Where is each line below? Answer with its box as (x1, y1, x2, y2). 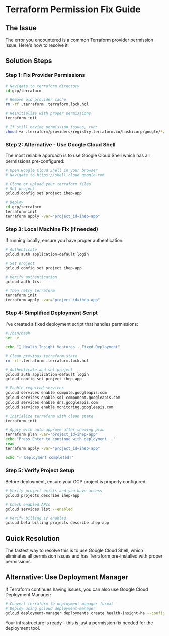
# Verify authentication (5, 274, 57, 280)
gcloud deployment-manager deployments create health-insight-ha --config (5, 610, 165, 616)
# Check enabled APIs (5, 502, 51, 507)
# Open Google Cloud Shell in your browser (5, 168, 98, 173)
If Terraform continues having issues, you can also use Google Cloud (5, 586, 148, 592)
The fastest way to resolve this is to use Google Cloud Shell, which (5, 547, 143, 554)
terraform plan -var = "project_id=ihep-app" (5, 432, 98, 437)
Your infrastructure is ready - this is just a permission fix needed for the (5, 620, 153, 626)
